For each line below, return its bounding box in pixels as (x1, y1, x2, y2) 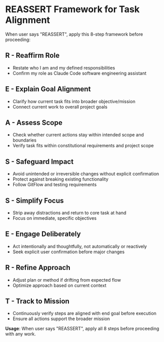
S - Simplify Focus (5, 196, 64, 205)
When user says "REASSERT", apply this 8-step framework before (5, 31, 143, 37)
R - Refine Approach (5, 263, 71, 272)
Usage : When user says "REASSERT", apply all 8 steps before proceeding (5, 326, 159, 332)
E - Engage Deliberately (5, 230, 81, 238)
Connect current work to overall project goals (12, 104, 108, 110)
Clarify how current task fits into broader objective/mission (12, 98, 136, 105)
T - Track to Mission (5, 297, 70, 305)
